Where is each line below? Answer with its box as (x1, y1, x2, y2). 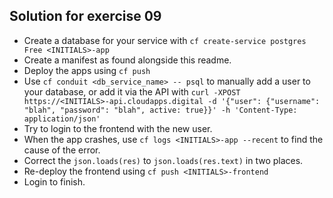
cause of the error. (23, 144, 101, 156)
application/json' (23, 114, 101, 124)
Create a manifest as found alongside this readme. (23, 54, 232, 66)
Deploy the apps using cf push (23, 64, 151, 76)
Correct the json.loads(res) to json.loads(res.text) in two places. (23, 154, 304, 166)
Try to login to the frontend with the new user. (23, 122, 213, 134)
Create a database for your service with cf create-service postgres (23, 34, 307, 46)
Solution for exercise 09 (9, 8, 162, 25)
